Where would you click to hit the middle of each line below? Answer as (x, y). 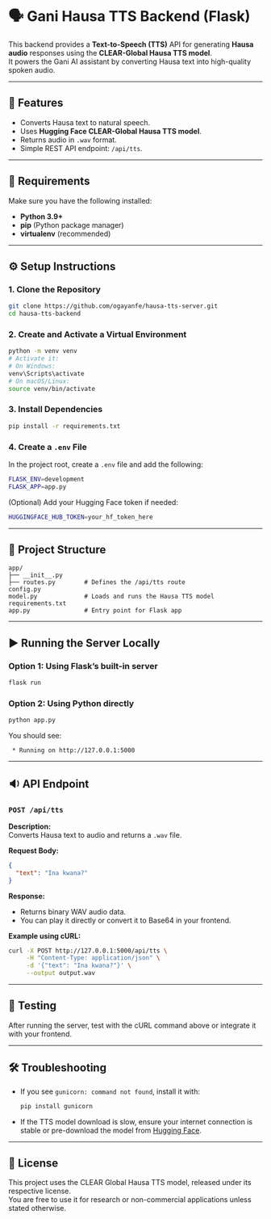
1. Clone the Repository (54, 289)
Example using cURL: (45, 935)
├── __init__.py (35, 575)
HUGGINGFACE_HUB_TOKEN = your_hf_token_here (81, 517)
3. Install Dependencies (56, 410)
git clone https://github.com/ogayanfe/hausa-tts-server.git (113, 306)
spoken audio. (32, 69)
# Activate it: (34, 359)
